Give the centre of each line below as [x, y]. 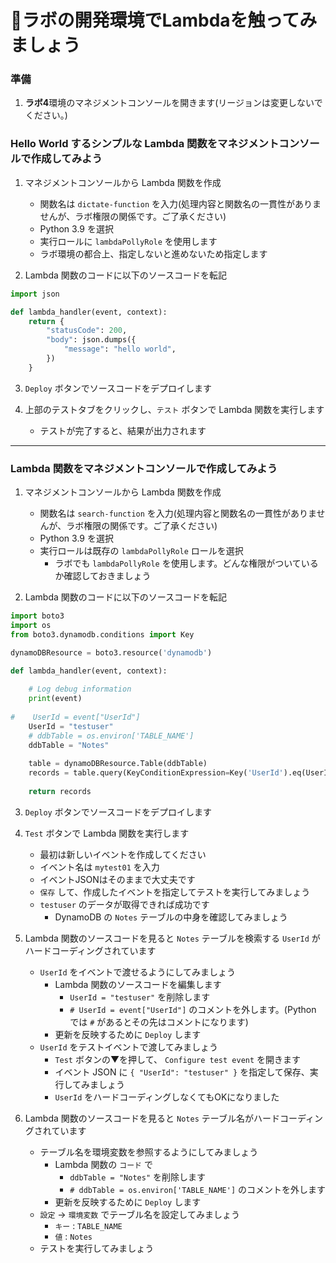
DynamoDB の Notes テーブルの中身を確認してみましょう [171, 917]
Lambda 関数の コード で [103, 1164]
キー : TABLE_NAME [88, 1225]
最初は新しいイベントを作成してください [123, 854]
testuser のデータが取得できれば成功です [124, 904]
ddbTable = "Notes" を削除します [137, 1177]
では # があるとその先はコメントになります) [159, 1022]
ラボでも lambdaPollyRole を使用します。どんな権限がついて [178, 563]
